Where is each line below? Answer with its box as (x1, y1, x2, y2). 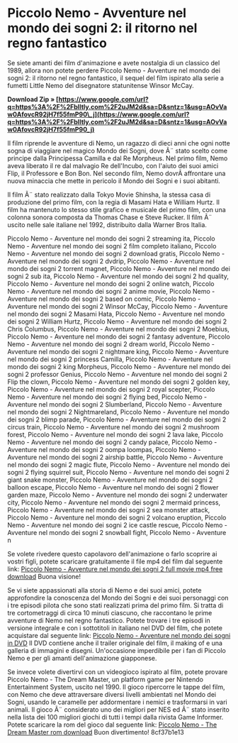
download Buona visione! (7, 572, 81, 580)
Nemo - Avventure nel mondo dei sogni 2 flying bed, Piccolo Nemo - (7, 392, 208, 401)
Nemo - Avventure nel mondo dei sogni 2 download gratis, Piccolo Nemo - (7, 249, 225, 258)
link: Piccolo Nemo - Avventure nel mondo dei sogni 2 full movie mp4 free (7, 564, 223, 573)
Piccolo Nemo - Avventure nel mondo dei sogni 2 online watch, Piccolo (7, 279, 215, 288)
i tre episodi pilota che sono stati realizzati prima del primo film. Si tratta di (7, 601, 224, 610)
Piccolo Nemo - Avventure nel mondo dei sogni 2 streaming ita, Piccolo (7, 234, 215, 243)
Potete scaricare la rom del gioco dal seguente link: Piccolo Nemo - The (7, 720, 217, 729)
